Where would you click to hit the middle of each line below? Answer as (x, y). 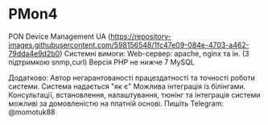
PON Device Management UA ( (60, 36)
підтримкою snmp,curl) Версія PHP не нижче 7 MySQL (102, 62)
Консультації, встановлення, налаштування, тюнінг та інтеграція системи (134, 94)
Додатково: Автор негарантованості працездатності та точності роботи (132, 77)
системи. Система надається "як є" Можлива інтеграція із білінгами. (127, 86)
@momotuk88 (32, 112)
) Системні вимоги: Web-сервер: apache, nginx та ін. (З (154, 53)
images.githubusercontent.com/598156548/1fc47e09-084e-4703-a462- (129, 44)
